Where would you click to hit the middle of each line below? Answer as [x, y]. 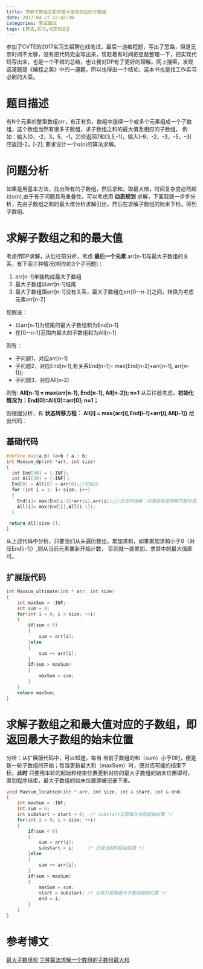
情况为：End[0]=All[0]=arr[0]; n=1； [53, 401]
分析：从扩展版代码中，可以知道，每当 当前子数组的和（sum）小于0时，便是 [101, 758]
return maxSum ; [36, 693]
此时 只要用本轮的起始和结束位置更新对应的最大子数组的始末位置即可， [105, 773]
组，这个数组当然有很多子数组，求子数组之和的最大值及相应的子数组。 [94, 129]
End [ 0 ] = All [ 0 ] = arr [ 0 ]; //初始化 [55, 484]
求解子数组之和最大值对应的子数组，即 [102, 724]
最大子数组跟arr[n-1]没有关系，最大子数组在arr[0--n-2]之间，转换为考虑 [105, 292]
